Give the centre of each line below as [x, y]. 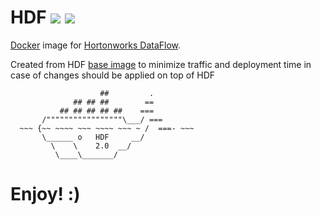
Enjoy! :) [45, 194]
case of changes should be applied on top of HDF [113, 75]
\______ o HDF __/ [93, 137]
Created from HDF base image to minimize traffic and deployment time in [161, 64]
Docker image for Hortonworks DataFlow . [96, 45]
